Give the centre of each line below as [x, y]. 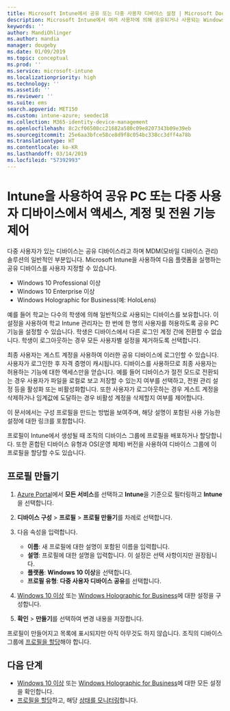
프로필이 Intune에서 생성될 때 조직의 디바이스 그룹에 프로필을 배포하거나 [103, 435]
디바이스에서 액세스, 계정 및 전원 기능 [118, 213]
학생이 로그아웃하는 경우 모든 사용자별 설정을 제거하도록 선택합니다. [111, 340]
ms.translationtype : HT [41, 141]
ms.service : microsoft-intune [50, 71]
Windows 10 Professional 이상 [59, 283]
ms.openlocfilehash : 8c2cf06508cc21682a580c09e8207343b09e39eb [99, 128]
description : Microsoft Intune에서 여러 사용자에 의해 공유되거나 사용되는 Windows [116, 20]
